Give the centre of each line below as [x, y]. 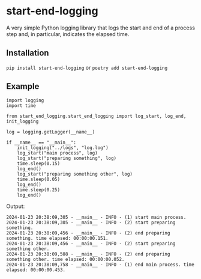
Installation [28, 53]
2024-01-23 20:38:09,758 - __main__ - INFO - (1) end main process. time [100, 265]
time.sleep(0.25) [39, 190]
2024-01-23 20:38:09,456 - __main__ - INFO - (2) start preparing [91, 244]
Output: [16, 206]
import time [21, 106]
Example [23, 86]
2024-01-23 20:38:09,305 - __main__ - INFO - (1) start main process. [96, 217]
